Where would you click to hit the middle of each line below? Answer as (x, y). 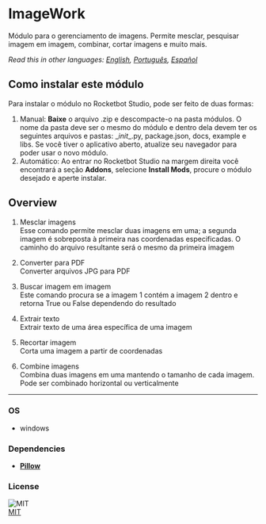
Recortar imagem (48, 342)
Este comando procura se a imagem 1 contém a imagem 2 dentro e (129, 295)
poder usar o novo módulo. (64, 152)
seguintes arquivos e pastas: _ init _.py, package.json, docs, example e (133, 136)
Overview (33, 203)
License (24, 487)
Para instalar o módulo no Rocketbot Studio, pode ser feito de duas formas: (131, 103)
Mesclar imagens (48, 222)
